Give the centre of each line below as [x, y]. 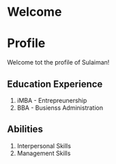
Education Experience [55, 84]
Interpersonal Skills [44, 145]
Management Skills [44, 153]
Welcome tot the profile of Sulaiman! [58, 62]
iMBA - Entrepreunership [52, 100]
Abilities [25, 129]
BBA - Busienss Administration [60, 108]
